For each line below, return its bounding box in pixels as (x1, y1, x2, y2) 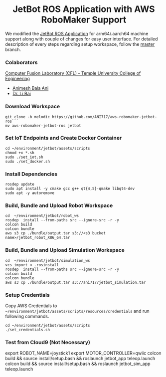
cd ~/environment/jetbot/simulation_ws (5, 258, 91, 263)
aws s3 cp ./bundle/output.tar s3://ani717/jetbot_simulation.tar (5, 280, 146, 285)
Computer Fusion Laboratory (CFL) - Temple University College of (5, 70, 141, 76)
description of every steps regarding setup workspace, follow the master (5, 41, 155, 47)
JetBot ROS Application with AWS (12, 3, 156, 15)
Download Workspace (5, 103, 60, 110)
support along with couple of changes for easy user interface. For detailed (5, 36, 158, 42)
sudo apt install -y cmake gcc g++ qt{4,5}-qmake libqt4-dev (5, 186, 135, 191)
